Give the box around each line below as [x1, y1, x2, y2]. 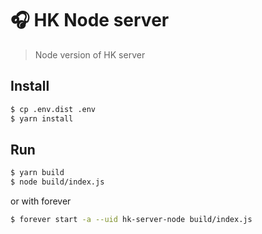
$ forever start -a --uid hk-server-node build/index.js [10, 215, 253, 225]
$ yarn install [10, 113, 74, 124]
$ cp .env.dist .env [10, 104, 97, 114]
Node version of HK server [34, 48, 146, 61]
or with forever [10, 195, 72, 207]
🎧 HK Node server [10, 9, 170, 32]
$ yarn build [10, 168, 65, 178]
